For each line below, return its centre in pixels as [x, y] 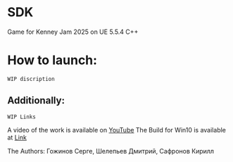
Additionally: [36, 100]
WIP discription [31, 79]
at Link [17, 137]
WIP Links [22, 117]
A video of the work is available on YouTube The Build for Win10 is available [117, 130]
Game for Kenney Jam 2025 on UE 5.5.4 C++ [73, 32]
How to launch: [52, 60]
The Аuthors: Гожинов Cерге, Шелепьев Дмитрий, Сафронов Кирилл [111, 151]
